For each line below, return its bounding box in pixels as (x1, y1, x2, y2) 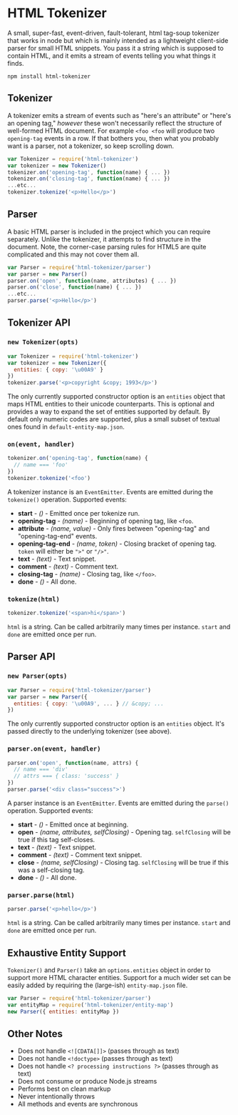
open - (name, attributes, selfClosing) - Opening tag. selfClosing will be (17, 827, 232, 836)
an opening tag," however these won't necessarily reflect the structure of (7, 119, 222, 127)
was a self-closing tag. (17, 866, 85, 874)
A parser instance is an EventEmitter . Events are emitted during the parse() (7, 799, 229, 807)
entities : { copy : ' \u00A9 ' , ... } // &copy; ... (14, 700, 164, 707)
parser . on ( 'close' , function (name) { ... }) (7, 284, 142, 291)
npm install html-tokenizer (7, 73, 91, 80)
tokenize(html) (7, 595, 61, 603)
